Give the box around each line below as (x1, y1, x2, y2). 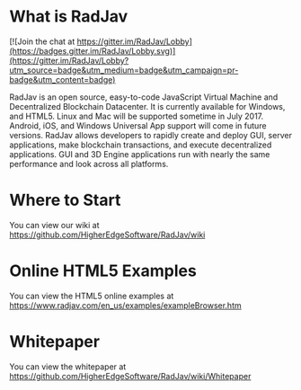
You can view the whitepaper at (9, 361, 127, 372)
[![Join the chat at (9, 36, 75, 47)
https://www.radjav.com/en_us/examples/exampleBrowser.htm (9, 299, 242, 311)
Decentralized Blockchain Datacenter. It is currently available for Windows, (9, 101, 286, 111)
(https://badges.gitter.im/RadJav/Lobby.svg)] (9, 45, 176, 56)
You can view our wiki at (9, 219, 100, 230)
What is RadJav (9, 6, 128, 27)
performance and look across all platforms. (9, 158, 169, 169)
